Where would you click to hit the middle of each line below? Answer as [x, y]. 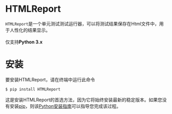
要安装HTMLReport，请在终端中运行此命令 [50, 79]
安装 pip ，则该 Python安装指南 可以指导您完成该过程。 [65, 106]
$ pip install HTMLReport [33, 89]
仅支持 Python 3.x [24, 42]
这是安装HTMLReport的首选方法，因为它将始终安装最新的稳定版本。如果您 [84, 100]
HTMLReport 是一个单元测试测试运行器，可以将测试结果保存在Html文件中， [82, 24]
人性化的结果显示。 [30, 30]
